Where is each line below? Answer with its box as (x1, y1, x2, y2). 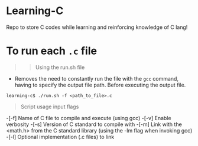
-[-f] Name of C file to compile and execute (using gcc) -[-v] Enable (6, 114, 171, 121)
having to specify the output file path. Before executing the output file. (14, 81, 186, 88)
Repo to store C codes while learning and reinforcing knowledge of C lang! (6, 24, 188, 31)
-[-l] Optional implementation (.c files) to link (6, 133, 115, 140)
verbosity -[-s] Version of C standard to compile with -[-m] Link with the (6, 121, 182, 128)
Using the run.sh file (35, 64, 85, 71)
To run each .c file (6, 44, 98, 58)
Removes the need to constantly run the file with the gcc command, (14, 75, 179, 82)
